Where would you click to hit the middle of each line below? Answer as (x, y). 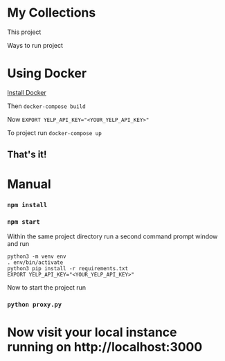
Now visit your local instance (92, 332)
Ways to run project (35, 45)
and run (18, 243)
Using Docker (47, 73)
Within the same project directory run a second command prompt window (112, 236)
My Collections (52, 13)
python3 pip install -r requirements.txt (68, 268)
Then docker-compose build (46, 106)
